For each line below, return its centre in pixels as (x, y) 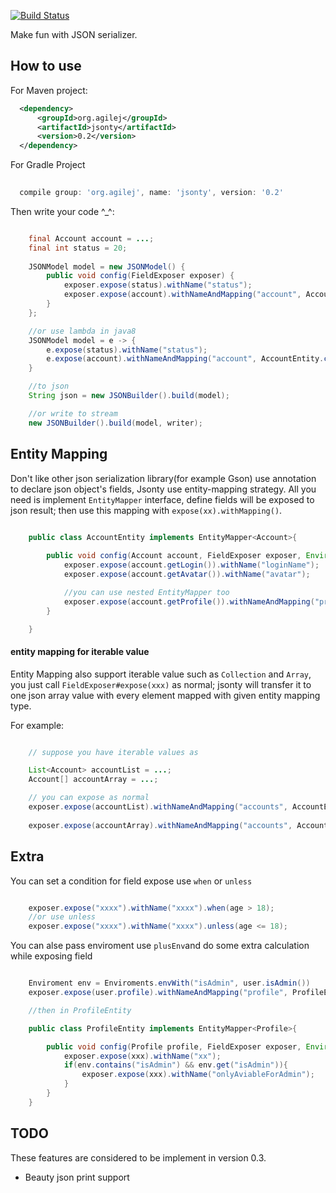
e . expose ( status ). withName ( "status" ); (127, 350)
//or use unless (62, 917)
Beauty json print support (77, 1177)
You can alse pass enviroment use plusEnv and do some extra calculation (160, 946)
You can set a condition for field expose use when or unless (131, 881)
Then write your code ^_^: (62, 211)
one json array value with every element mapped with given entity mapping (165, 695)
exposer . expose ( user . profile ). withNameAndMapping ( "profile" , (158, 993)
